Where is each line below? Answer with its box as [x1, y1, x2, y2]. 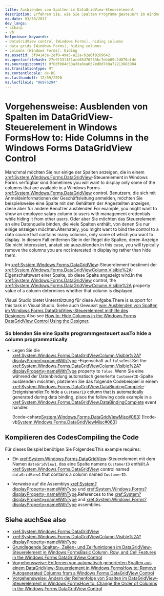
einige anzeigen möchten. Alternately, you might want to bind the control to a [5, 226, 159, 232]
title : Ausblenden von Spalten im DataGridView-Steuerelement [5, 7, 134, 12]
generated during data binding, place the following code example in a [12, 394, 152, 400]
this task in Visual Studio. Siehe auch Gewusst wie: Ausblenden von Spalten [5, 302, 158, 308]
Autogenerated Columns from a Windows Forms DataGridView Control [12, 570, 154, 576]
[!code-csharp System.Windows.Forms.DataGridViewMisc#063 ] [12, 414, 141, 419]
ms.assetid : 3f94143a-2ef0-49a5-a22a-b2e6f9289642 [5, 52, 110, 58]
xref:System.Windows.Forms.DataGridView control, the [5, 277, 116, 283]
